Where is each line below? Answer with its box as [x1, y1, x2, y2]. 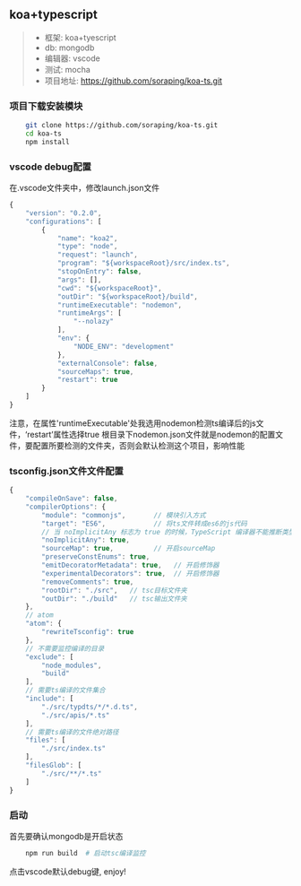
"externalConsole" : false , [56, 359, 159, 368]
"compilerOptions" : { [25, 502, 106, 511]
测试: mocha [44, 64, 91, 74]
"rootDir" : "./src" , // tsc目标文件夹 [41, 586, 188, 595]
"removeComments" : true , [41, 578, 134, 586]
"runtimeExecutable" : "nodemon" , [56, 300, 182, 309]
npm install [25, 137, 70, 146]
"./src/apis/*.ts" [41, 710, 110, 720]
